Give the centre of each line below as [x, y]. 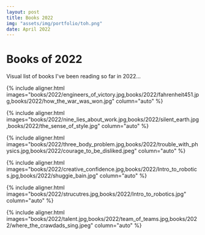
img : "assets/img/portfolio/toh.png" [54, 23]
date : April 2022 [28, 29]
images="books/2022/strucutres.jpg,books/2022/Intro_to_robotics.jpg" [96, 194]
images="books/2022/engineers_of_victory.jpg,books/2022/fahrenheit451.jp [103, 95]
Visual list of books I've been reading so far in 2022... [74, 76]
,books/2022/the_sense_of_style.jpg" [53, 126]
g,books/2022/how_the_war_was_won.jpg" [61, 101]
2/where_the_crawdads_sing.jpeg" [50, 226]
